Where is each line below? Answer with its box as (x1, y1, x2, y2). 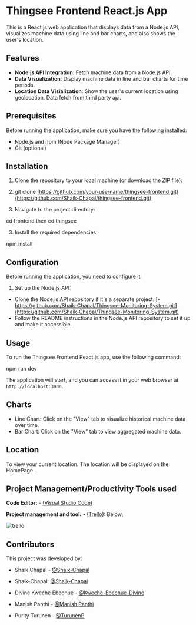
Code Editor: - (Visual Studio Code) (6, 500, 93, 507)
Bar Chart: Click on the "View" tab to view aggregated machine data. (14, 428, 181, 435)
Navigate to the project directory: (14, 206, 95, 213)
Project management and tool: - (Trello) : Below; (6, 511, 124, 518)
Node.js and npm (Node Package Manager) (14, 138, 121, 145)
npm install (6, 240, 33, 247)
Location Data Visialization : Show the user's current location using (14, 87, 178, 95)
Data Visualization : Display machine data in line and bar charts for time (14, 75, 188, 82)
